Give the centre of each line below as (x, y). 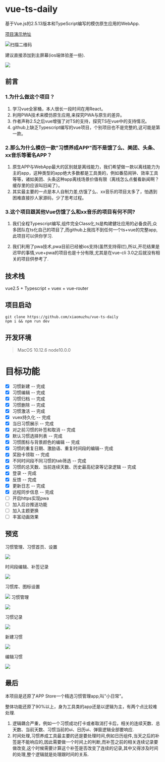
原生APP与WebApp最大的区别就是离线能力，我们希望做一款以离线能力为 (86, 167)
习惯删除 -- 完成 (29, 405)
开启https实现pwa (30, 498)
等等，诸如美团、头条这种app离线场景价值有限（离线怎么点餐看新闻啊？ (86, 179)
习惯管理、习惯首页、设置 (31, 547)
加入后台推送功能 (30, 504)
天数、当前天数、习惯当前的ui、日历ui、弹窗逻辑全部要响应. (73, 729)
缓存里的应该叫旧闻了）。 (37, 185)
